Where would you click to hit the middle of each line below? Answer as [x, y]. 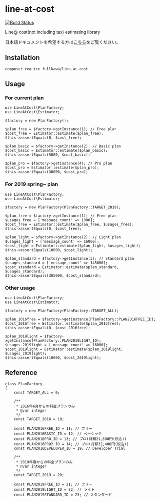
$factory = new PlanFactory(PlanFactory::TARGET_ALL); [62, 311]
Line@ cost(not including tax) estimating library [53, 32]
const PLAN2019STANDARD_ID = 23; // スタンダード [63, 495]
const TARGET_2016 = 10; [39, 419]
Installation [22, 58]
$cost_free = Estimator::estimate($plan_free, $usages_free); [70, 224]
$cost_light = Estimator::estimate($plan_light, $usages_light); [73, 246]
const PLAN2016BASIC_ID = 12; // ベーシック [58, 434]
